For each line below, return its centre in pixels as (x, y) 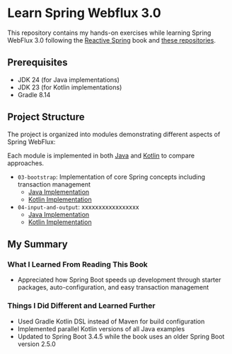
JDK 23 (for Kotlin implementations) (70, 87)
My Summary (38, 244)
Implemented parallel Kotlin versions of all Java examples (101, 328)
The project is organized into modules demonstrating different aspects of (114, 134)
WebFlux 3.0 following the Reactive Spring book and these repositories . (111, 40)
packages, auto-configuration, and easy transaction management (113, 287)
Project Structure (46, 117)
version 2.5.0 (37, 344)
